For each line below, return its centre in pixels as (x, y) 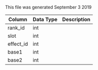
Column (18, 19)
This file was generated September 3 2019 (49, 7)
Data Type (45, 19)
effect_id (18, 44)
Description (76, 19)
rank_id (16, 28)
